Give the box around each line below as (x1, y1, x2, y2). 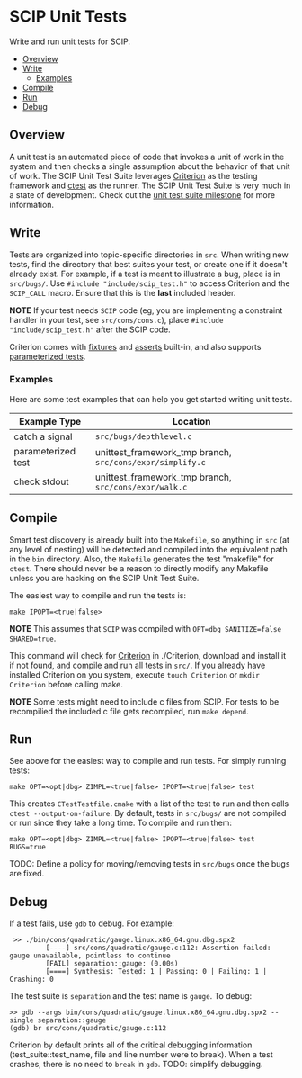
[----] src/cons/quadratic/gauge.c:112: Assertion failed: (45, 943, 271, 953)
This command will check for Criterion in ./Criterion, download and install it (9, 650, 286, 660)
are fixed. (9, 868, 45, 879)
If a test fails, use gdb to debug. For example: (9, 918, 175, 929)
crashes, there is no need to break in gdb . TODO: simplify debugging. (9, 1059, 263, 1070)
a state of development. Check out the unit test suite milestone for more (9, 189, 276, 200)
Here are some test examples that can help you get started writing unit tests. (9, 393, 293, 404)
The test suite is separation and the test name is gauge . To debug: (9, 991, 253, 1002)
